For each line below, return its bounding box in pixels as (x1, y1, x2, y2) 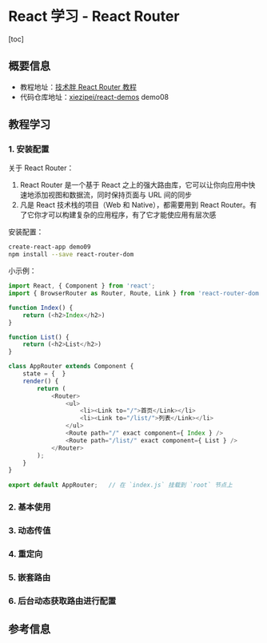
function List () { (8, 333, 70, 341)
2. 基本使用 (8, 501, 51, 512)
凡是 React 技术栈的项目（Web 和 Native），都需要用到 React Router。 (19, 200, 250, 210)
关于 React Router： (8, 163, 74, 173)
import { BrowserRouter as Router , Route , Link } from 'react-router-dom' (8, 289, 263, 298)
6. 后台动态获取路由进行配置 (8, 595, 117, 606)
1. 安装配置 (8, 144, 50, 155)
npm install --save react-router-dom (8, 251, 134, 259)
